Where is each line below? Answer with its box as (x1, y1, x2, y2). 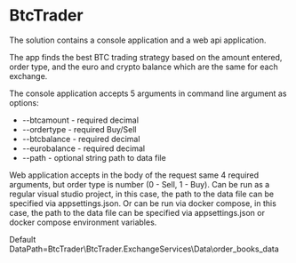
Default (9, 234, 36, 244)
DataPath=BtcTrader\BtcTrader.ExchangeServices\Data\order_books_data (9, 243, 279, 254)
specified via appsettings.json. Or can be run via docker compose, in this (9, 197, 277, 209)
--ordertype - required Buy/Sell (21, 124, 137, 134)
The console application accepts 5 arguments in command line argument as (9, 88, 287, 99)
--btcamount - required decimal (21, 115, 140, 125)
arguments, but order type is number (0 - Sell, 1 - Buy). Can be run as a (9, 179, 270, 189)
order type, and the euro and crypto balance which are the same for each (9, 61, 278, 72)
